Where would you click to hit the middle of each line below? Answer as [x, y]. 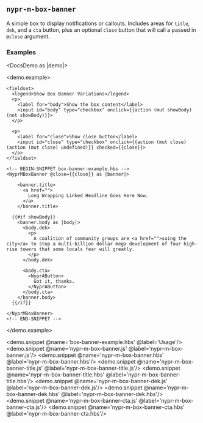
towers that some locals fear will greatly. [77, 249]
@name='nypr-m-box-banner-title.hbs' [55, 375]
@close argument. [28, 36]
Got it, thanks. [54, 282]
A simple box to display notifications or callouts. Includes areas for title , [98, 23]
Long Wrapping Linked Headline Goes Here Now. [88, 196]
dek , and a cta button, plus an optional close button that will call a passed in [101, 29]
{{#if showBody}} [34, 217]
